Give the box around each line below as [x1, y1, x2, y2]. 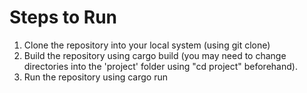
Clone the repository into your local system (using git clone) [23, 39, 271, 51]
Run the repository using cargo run [23, 71, 168, 83]
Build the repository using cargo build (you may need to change [23, 49, 287, 61]
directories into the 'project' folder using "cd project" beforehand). [23, 60, 298, 72]
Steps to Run [9, 6, 117, 29]
